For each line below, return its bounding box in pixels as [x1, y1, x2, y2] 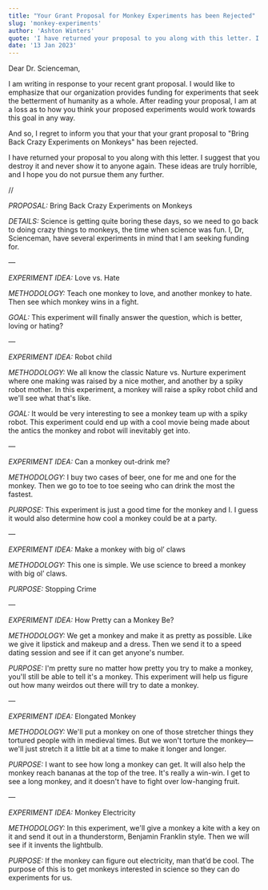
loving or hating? [8, 322, 64, 331]
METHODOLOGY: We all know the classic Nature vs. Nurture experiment [8, 368, 246, 378]
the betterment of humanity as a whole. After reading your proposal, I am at [8, 96, 258, 106]
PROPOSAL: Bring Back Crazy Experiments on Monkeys [8, 201, 193, 211]
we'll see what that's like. [8, 394, 92, 403]
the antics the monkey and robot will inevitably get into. [8, 426, 190, 435]
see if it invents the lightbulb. [8, 840, 104, 850]
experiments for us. [8, 873, 73, 883]
